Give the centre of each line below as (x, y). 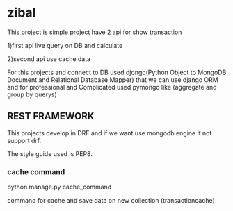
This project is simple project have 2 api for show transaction (95, 32)
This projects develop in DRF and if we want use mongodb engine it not (110, 133)
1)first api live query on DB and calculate (65, 45)
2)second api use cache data (49, 59)
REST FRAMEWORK (51, 116)
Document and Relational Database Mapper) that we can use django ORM (113, 79)
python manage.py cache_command (59, 187)
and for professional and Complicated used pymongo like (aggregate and (112, 87)
